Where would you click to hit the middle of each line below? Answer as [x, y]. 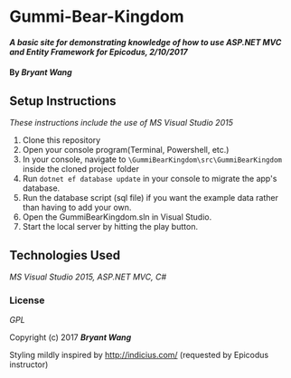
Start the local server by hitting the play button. [110, 227]
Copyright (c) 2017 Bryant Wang [70, 337]
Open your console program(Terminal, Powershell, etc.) [126, 150]
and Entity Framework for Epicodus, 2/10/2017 [99, 52]
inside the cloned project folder [81, 169]
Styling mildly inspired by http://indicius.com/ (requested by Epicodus [139, 355]
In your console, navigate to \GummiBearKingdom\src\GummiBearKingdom [152, 159]
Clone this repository [61, 140]
